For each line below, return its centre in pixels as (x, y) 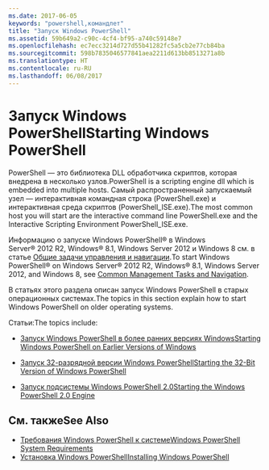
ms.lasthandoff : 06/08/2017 (56, 76)
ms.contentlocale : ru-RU (50, 69)
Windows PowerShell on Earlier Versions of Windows (108, 346)
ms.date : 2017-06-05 (43, 16)
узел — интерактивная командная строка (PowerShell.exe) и (112, 198)
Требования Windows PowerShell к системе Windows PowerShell (130, 440)
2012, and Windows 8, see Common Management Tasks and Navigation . (129, 274)
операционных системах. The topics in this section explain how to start (128, 298)
